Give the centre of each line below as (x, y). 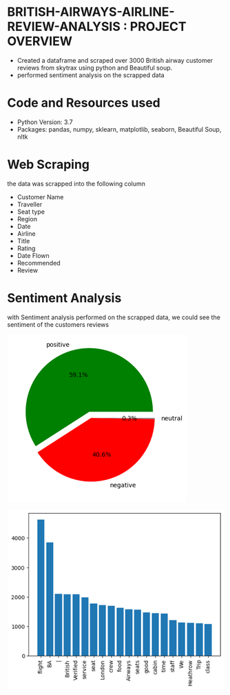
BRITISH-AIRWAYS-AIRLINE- (91, 12)
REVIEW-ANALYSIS (64, 27)
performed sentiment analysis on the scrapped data (91, 75)
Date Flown (33, 255)
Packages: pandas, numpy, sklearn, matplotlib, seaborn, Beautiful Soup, (119, 129)
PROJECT (158, 27)
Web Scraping (49, 164)
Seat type (31, 212)
